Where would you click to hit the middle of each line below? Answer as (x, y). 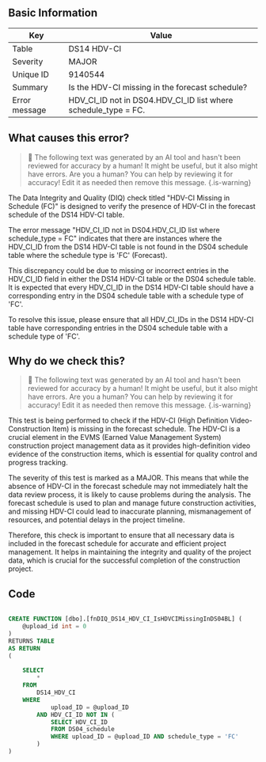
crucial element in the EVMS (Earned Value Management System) (115, 438)
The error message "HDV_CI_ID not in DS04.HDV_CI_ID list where (114, 229)
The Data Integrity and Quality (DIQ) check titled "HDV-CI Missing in (119, 198)
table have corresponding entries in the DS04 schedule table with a (118, 328)
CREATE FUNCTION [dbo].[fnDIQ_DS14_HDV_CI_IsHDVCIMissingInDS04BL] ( (125, 619)
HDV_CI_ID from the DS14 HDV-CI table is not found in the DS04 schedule (128, 246)
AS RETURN (25, 648)
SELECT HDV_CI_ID (79, 722)
